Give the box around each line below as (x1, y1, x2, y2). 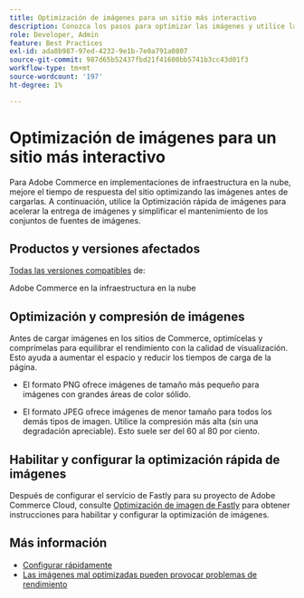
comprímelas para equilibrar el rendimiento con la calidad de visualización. (9, 343, 288, 354)
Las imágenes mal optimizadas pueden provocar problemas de (22, 569, 258, 580)
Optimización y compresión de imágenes (9, 308, 245, 324)
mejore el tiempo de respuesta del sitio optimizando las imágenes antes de (9, 186, 289, 197)
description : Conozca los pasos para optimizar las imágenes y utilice (9, 22, 285, 31)
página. (9, 362, 38, 373)
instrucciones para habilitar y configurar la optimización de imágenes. (9, 509, 270, 520)
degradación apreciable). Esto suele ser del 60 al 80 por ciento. (22, 426, 261, 437)
